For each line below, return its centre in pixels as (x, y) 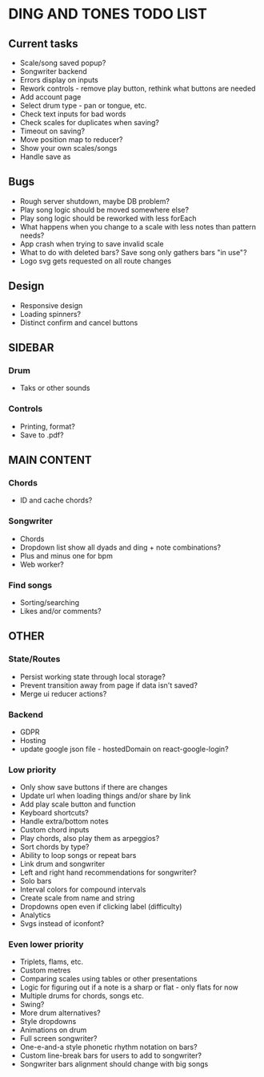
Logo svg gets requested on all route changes (96, 261)
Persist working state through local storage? (92, 677)
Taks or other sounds (55, 388)
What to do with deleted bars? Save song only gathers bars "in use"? (133, 252)
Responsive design (51, 305)
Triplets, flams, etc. (52, 962)
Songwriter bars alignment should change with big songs (114, 1064)
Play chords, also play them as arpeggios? (90, 839)
